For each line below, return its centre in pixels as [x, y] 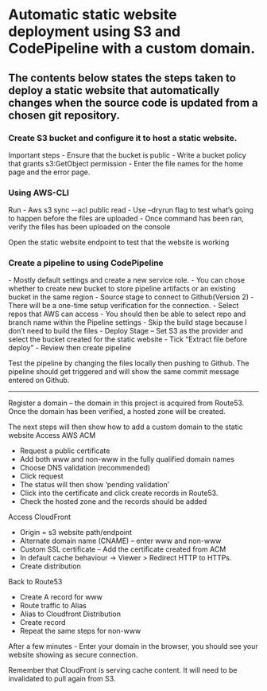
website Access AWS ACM [52, 435]
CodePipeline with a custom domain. [132, 49]
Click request [41, 476]
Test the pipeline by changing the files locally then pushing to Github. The [129, 363]
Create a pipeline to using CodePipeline [86, 263]
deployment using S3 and [95, 31]
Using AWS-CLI [39, 193]
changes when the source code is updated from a [133, 102]
